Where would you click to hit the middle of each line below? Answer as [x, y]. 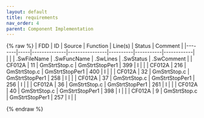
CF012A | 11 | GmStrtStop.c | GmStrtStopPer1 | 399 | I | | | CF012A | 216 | [96, 65]
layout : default [27, 12]
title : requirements [32, 18]
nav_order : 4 [23, 23]
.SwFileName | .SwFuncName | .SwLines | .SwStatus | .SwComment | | [104, 59]
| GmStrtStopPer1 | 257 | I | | [42, 97]
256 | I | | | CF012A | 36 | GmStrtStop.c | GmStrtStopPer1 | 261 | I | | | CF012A [102, 85]
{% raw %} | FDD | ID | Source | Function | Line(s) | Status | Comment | [95, 46]
